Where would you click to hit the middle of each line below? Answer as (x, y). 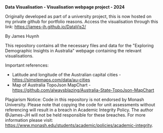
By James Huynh (22, 36)
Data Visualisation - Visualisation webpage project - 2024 (65, 7)
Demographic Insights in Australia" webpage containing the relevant (73, 51)
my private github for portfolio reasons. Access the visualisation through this (81, 22)
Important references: (27, 65)
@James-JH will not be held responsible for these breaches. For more (75, 115)
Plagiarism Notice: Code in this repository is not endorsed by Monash (75, 100)
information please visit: (29, 120)
